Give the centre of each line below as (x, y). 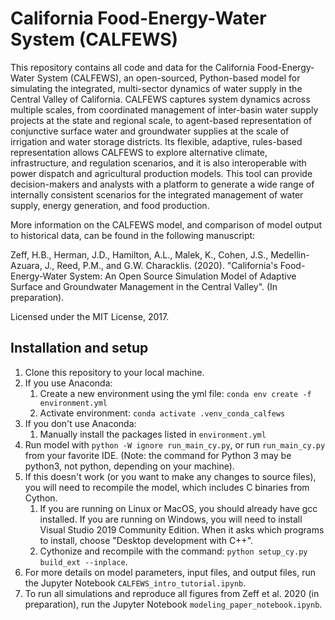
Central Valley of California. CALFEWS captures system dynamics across (160, 99)
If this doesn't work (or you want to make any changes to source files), (170, 476)
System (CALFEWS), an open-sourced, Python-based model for (168, 78)
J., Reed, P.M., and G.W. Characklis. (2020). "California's (161, 265)
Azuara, (26, 265)
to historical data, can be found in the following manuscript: (133, 235)
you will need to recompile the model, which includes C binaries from (167, 487)
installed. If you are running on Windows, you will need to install (171, 519)
